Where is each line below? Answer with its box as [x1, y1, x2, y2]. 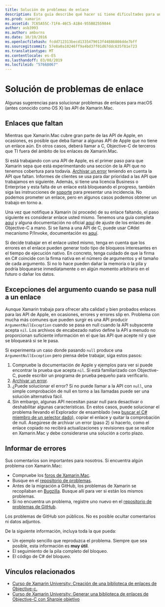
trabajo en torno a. [5, 199, 43, 205]
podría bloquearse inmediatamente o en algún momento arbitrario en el [5, 266, 150, 272]
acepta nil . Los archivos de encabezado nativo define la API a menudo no [5, 327, 156, 333]
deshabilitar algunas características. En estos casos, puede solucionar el [12, 404, 160, 410]
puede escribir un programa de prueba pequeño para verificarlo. [18, 372, 149, 378]
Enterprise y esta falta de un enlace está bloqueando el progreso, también [5, 183, 156, 190]
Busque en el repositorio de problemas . [12, 477, 92, 483]
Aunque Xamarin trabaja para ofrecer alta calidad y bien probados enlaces [5, 306, 156, 312]
